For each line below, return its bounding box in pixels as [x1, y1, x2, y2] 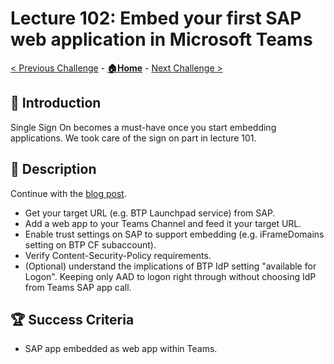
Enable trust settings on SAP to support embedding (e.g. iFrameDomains [24, 228, 325, 240]
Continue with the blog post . [10, 187, 127, 199]
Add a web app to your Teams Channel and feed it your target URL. [24, 217, 302, 229]
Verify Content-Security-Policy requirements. [24, 249, 212, 261]
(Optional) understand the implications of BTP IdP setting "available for [24, 260, 317, 272]
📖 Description [10, 161, 97, 178]
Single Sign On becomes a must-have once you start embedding [10, 121, 277, 133]
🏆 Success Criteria [10, 311, 135, 328]
